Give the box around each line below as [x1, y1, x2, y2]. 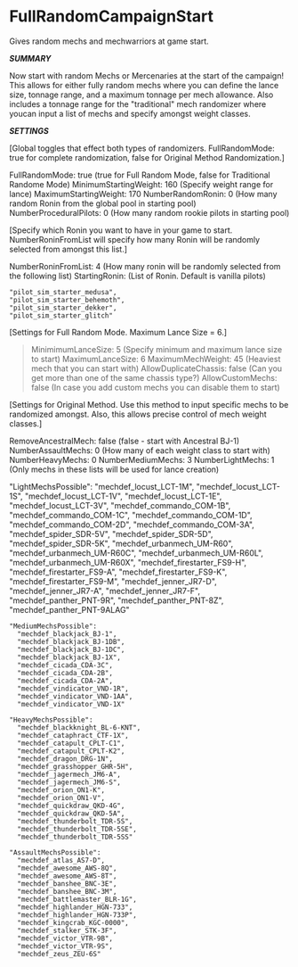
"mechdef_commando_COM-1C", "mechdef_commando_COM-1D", [9, 509, 253, 520]
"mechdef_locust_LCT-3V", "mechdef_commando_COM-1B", [9, 500, 231, 510]
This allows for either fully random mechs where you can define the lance [9, 79, 279, 90]
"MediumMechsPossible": [9, 622, 98, 631]
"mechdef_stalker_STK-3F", [17, 926, 117, 935]
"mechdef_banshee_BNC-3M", [17, 887, 117, 896]
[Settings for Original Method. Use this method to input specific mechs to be [9, 399, 289, 409]
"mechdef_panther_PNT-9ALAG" [9, 604, 131, 615]
